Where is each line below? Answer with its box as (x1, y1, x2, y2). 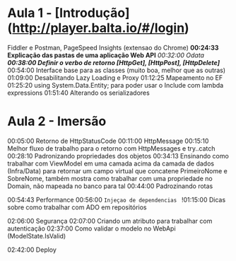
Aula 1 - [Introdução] (7, 5, 130, 21)
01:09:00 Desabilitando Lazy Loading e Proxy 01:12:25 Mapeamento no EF (7, 73, 223, 82)
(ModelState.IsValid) (7, 231, 66, 240)
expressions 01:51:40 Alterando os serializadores (7, 88, 150, 97)
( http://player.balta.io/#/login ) (7, 20, 189, 36)
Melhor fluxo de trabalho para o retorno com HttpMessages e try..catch (7, 144, 216, 153)
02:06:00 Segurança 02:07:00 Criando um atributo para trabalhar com (7, 216, 213, 225)
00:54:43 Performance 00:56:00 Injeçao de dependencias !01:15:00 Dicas (7, 195, 226, 204)
